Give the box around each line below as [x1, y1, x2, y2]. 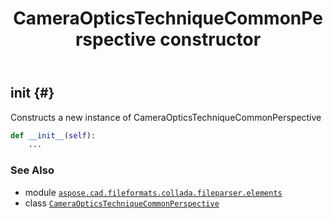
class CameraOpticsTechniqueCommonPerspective [24, 197, 220, 209]
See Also [10, 163, 55, 177]
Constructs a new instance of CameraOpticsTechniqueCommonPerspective [10, 111, 322, 123]
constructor [159, 28, 262, 51]
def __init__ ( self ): [10, 130, 97, 141]
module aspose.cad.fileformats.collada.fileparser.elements [24, 186, 283, 198]
